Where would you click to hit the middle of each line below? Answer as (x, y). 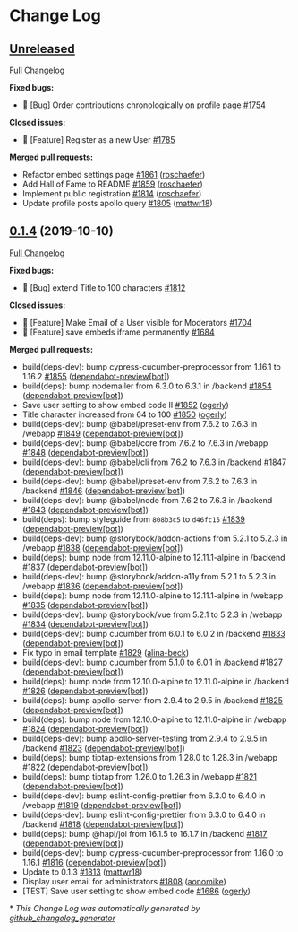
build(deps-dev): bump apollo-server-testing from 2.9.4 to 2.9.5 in (145, 738)
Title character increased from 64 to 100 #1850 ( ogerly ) (125, 414)
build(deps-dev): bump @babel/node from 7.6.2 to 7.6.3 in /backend (147, 500)
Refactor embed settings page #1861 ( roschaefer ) (114, 174)
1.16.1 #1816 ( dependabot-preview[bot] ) (94, 862)
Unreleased (43, 49)
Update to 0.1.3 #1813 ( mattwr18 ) (82, 872)
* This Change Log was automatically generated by (105, 908)
